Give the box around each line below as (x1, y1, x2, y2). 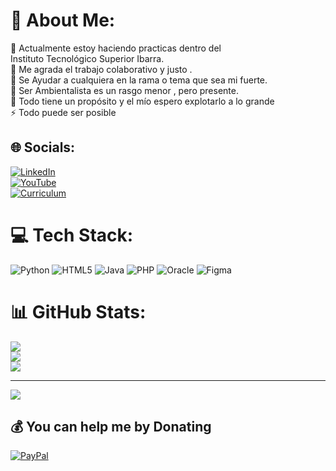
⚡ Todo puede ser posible (10, 106, 117, 118)
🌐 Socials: (10, 139, 76, 156)
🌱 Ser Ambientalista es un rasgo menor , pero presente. (10, 84, 239, 96)
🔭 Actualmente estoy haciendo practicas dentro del (10, 42, 222, 54)
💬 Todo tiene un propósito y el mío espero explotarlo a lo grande (10, 95, 275, 107)
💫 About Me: (10, 9, 116, 32)
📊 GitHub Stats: (10, 300, 147, 323)
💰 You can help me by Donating (10, 419, 212, 436)
